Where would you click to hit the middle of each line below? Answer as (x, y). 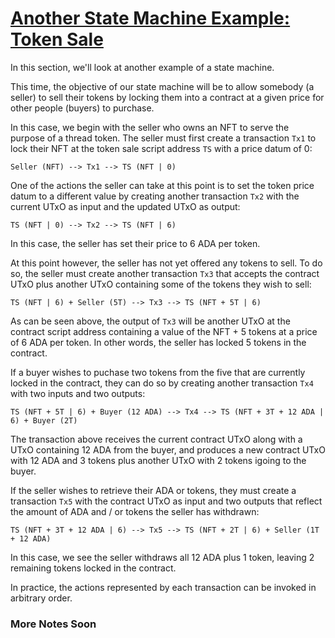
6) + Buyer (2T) (44, 420)
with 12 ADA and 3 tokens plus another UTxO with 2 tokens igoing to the (158, 460)
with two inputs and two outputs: (78, 393)
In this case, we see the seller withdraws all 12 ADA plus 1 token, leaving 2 (162, 557)
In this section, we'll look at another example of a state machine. (142, 67)
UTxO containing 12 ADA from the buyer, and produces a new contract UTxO (168, 449)
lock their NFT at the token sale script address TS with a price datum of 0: (161, 148)
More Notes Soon (53, 624)
